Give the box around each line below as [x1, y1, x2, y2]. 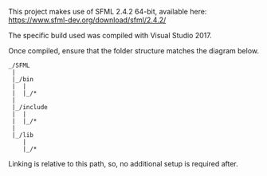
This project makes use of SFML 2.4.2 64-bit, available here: [8, 7, 207, 16]
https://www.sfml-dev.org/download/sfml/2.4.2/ [8, 15, 167, 25]
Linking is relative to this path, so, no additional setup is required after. [8, 159, 239, 168]
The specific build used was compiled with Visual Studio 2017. [8, 31, 213, 40]
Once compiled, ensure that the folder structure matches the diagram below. [8, 46, 259, 55]
